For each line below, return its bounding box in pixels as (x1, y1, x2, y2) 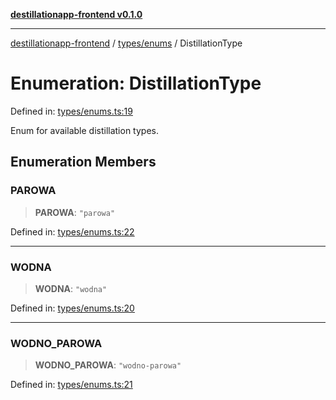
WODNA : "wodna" (34, 282, 108, 294)
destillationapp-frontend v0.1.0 (10, 9, 143, 20)
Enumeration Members (10, 154, 157, 171)
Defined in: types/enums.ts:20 (10, 302, 135, 314)
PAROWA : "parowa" (34, 206, 116, 218)
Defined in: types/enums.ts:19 (10, 105, 133, 117)
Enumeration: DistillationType (10, 72, 262, 95)
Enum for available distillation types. (10, 124, 159, 136)
